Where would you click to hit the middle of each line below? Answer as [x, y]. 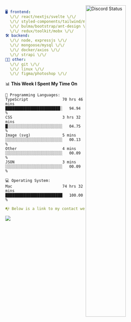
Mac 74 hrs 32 [44, 187]
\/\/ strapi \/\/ [28, 55]
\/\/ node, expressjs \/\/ [38, 40]
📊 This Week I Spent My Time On [41, 84]
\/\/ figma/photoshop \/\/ [38, 74]
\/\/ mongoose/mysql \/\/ [37, 45]
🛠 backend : [18, 36]
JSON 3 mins [41, 162]
